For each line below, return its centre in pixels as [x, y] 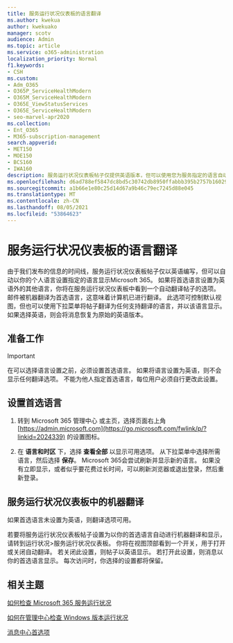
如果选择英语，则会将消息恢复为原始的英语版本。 [77, 314]
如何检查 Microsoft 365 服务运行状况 [59, 603]
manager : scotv [29, 33]
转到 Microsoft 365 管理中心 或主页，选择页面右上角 [92, 421]
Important [21, 356]
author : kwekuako [32, 26]
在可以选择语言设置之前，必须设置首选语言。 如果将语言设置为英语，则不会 [114, 370]
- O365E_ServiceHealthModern [49, 111]
